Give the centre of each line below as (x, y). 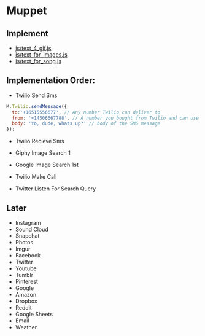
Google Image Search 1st (47, 165)
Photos (24, 242)
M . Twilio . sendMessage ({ (37, 106)
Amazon (26, 295)
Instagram (28, 223)
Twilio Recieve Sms (40, 141)
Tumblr (24, 275)
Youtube (26, 268)
